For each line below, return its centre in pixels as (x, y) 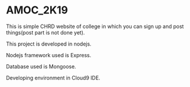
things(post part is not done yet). (45, 32)
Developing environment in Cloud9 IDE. (53, 78)
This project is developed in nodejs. (49, 44)
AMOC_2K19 (37, 10)
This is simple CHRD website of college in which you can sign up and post (95, 26)
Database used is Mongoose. (41, 66)
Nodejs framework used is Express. (49, 55)
